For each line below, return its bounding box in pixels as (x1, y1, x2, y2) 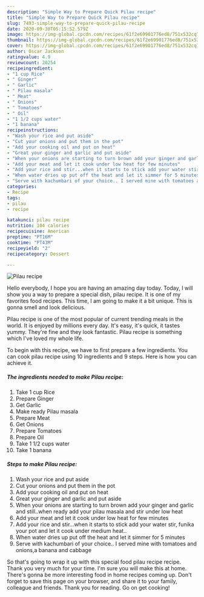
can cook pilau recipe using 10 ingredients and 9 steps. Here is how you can (7, 353, 197, 361)
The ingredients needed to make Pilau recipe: (7, 373, 123, 381)
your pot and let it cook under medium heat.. (15, 527, 127, 535)
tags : (7, 195, 21, 201)
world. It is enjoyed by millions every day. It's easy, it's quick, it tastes (7, 322, 180, 329)
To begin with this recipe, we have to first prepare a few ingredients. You (7, 347, 188, 354)
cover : (7, 43, 24, 49)
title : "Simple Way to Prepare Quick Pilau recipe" (7, 15, 140, 21)
